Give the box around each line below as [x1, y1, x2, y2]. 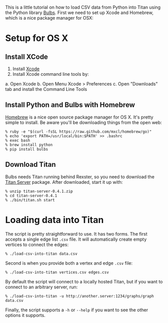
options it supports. [5, 312, 46, 318]
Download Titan [5, 160, 56, 169]
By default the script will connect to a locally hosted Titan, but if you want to [5, 278, 163, 284]
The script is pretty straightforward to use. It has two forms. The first [5, 231, 147, 237]
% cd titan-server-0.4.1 [5, 193, 57, 198]
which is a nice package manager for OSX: [5, 15, 94, 21]
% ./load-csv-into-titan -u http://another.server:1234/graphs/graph [5, 293, 154, 298]
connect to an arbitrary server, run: [5, 284, 78, 290]
